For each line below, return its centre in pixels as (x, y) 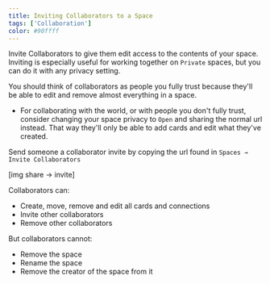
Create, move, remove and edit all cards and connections (115, 206)
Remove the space (51, 254)
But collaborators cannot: (50, 239)
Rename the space (51, 263)
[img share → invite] (42, 175)
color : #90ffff (34, 31)
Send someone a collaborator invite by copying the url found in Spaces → (128, 152)
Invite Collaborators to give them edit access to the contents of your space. (133, 54)
